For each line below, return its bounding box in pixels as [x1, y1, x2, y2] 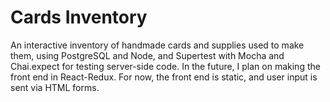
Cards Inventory [10, 6, 148, 29]
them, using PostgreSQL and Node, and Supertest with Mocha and [10, 49, 285, 61]
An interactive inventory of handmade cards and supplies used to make [10, 39, 305, 51]
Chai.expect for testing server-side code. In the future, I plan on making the [10, 60, 321, 72]
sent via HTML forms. [10, 81, 100, 93]
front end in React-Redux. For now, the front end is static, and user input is [10, 71, 318, 83]
